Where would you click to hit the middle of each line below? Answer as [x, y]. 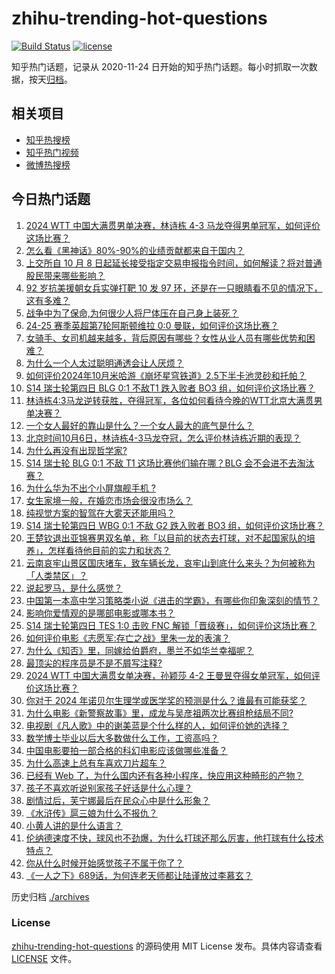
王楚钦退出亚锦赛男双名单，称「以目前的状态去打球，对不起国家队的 [166, 538]
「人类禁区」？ [56, 575]
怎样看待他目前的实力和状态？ [109, 550]
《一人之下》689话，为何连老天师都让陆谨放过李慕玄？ [139, 875]
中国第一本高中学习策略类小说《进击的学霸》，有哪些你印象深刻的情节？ [172, 600]
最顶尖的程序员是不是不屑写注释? [94, 663]
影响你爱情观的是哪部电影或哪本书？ [100, 613]
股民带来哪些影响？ [65, 275]
